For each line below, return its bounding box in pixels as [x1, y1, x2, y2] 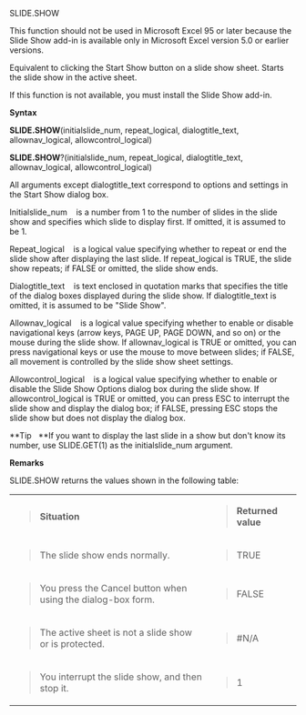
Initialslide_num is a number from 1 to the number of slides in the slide [9, 206, 278, 217]
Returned [236, 505, 278, 517]
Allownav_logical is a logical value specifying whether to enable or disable [9, 317, 294, 328]
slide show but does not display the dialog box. [9, 413, 187, 423]
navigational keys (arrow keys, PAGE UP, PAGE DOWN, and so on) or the [9, 327, 280, 337]
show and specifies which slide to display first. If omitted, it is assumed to [9, 217, 286, 227]
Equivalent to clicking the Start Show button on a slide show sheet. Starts [9, 63, 284, 73]
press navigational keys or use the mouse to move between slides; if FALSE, [9, 347, 295, 357]
